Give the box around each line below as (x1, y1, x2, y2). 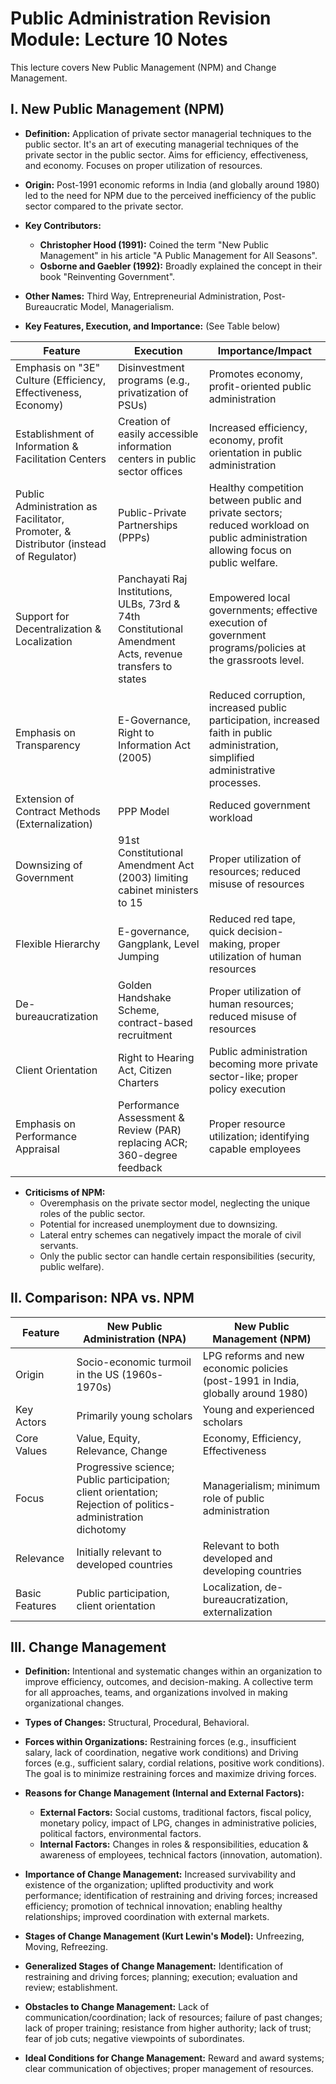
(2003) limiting (118, 870, 189, 884)
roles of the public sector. (39, 1207, 146, 1219)
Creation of (118, 414, 171, 428)
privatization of (118, 385, 189, 399)
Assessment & (118, 1110, 185, 1124)
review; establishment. (24, 1982, 118, 1994)
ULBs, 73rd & (118, 597, 181, 611)
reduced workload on (208, 518, 310, 532)
